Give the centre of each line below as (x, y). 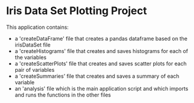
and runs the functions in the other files (63, 95)
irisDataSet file (33, 45)
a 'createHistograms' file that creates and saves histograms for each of (101, 51)
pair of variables (35, 69)
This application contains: (38, 27)
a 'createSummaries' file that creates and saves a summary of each (97, 76)
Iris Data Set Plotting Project (77, 11)
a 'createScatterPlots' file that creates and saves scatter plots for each (101, 64)
